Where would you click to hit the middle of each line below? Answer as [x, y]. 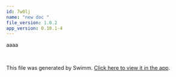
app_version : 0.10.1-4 [34, 28]
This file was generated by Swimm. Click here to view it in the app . [88, 68]
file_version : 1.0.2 [32, 23]
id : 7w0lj [19, 12]
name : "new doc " [28, 17]
